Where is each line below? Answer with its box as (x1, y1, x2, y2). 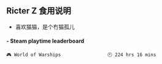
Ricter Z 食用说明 (6, 5, 72, 16)
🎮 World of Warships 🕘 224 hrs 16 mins (6, 52, 156, 58)
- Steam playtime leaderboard (6, 37, 85, 44)
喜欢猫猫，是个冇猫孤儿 (15, 23, 75, 30)
